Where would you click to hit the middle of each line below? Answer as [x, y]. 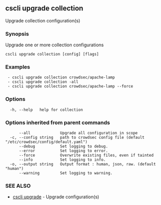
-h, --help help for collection [46, 110]
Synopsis [17, 34]
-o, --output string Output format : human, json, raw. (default [83, 164]
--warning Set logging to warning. [66, 173]
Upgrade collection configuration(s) [43, 20]
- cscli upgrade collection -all [43, 82]
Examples [18, 67]
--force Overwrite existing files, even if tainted [86, 155]
